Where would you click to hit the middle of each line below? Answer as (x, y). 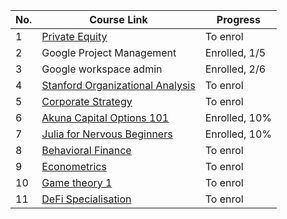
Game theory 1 (77, 182)
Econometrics (74, 166)
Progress (238, 19)
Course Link (118, 19)
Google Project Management (109, 52)
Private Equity (74, 36)
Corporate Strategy (87, 101)
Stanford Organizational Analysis (118, 85)
